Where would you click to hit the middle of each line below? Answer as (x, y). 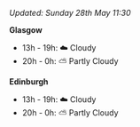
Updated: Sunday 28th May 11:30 (70, 13)
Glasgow (26, 30)
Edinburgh (29, 82)
